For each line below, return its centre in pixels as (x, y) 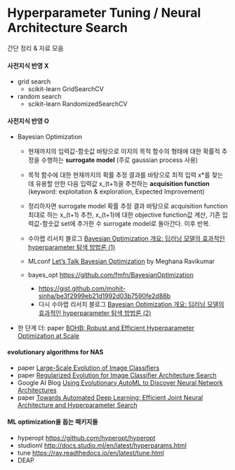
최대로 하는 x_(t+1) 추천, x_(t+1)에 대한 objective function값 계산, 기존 (124, 215)
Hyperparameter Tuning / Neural (104, 13)
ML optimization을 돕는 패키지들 (53, 422)
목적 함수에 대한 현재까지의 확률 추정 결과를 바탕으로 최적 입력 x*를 (119, 175)
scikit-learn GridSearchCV (66, 89)
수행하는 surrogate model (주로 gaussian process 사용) (120, 160)
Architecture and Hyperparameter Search (78, 405)
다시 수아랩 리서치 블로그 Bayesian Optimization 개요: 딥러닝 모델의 (131, 304)
